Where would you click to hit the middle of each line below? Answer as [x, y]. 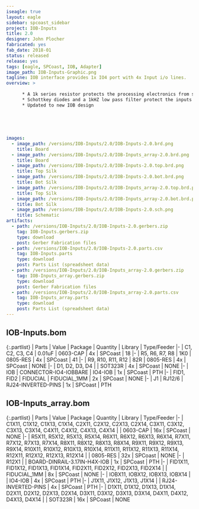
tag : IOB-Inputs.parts [45, 254]
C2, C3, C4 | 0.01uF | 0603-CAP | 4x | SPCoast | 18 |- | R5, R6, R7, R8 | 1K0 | [99, 353]
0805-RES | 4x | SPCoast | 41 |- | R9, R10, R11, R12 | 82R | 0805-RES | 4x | [96, 359]
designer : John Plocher [36, 39]
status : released [28, 56]
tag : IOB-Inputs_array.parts [53, 298]
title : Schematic [38, 215]
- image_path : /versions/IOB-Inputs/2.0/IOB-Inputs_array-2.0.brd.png [100, 154]
